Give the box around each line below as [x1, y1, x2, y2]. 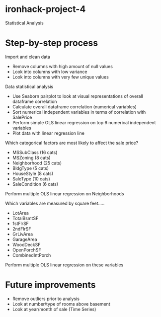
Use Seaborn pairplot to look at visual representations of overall [12, 93, 143, 99]
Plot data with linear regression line [12, 130, 84, 136]
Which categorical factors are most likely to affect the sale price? [5, 140, 138, 146]
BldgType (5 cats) [12, 165, 49, 171]
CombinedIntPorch [12, 252, 51, 258]
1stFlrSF [12, 220, 29, 227]
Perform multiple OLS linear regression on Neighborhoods [5, 190, 124, 197]
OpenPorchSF [12, 247, 41, 253]
